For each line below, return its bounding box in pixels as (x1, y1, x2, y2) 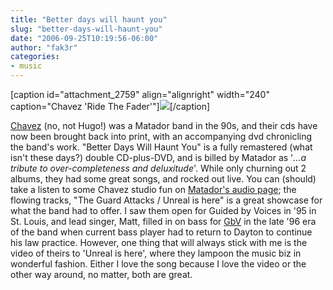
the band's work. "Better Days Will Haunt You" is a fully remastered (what (10, 141, 313, 153)
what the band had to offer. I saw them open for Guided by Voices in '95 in (10, 205, 317, 216)
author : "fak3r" (10, 42, 78, 53)
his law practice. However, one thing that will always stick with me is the (10, 237, 308, 248)
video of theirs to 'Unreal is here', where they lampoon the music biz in (10, 247, 302, 259)
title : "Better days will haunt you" (10, 14, 168, 25)
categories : (10, 52, 60, 62)
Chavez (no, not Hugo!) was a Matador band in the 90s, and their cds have (10, 120, 318, 131)
